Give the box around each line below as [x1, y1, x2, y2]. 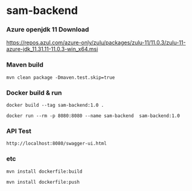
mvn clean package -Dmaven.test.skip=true [6, 74, 115, 81]
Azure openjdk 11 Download [6, 25, 90, 34]
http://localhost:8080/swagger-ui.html [6, 141, 107, 147]
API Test [6, 127, 31, 135]
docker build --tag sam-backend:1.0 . [6, 102, 104, 109]
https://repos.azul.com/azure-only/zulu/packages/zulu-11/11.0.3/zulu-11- [6, 39, 186, 46]
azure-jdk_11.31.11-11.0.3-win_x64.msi [6, 45, 98, 53]
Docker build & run [6, 89, 62, 97]
